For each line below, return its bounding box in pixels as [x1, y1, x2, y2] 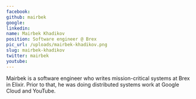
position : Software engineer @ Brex [6, 36, 97, 42]
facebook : [6, 8, 31, 15]
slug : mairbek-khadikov [6, 47, 65, 53]
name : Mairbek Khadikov [6, 31, 65, 37]
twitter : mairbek [6, 53, 49, 59]
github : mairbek [6, 14, 46, 20]
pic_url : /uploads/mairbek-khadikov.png [6, 42, 108, 48]
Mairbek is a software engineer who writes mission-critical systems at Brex [6, 75, 190, 82]
